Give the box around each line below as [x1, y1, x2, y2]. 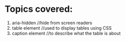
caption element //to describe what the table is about [11, 30, 121, 36]
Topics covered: [4, 3, 73, 15]
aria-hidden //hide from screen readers [11, 20, 93, 26]
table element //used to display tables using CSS [11, 25, 112, 31]
